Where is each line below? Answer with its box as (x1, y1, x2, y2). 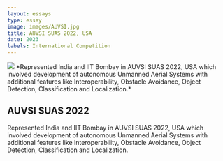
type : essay (7, 17, 42, 24)
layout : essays (7, 10, 52, 17)
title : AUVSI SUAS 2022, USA (7, 29, 92, 37)
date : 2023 (7, 36, 39, 43)
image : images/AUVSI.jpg (7, 23, 80, 30)
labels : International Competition (7, 43, 111, 49)
